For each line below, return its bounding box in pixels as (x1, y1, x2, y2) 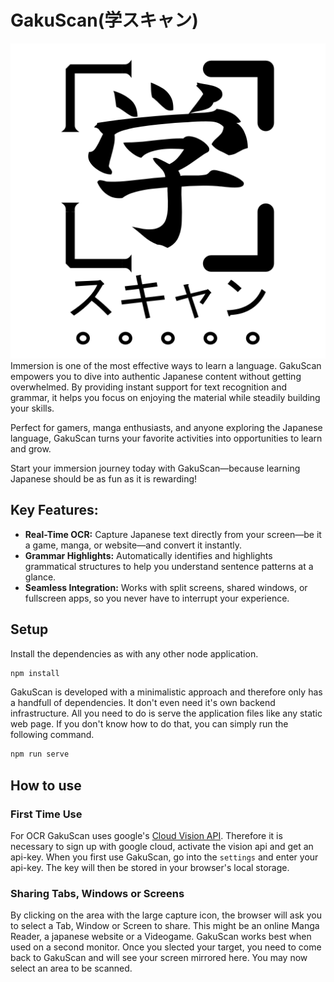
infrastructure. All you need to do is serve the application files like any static (10, 707, 323, 720)
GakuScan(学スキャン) (10, 9, 199, 32)
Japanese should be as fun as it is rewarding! (10, 472, 198, 485)
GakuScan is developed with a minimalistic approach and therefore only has (10, 686, 323, 698)
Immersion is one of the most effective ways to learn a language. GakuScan (10, 359, 322, 371)
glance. (24, 571, 57, 583)
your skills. (10, 402, 55, 414)
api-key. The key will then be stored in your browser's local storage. (10, 862, 290, 873)
